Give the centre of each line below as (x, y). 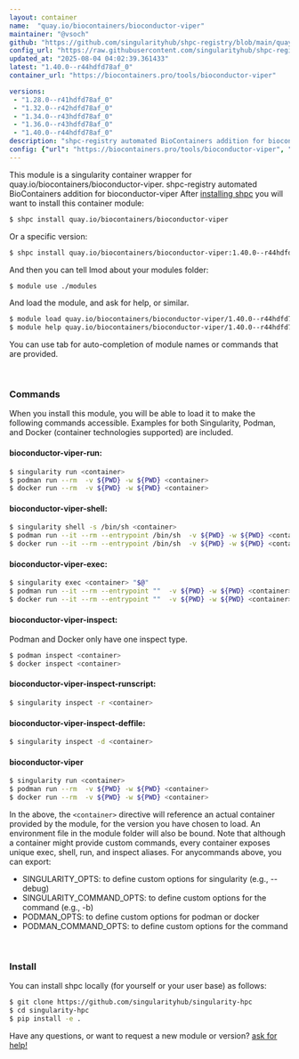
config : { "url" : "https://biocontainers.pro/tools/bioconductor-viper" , (147, 150)
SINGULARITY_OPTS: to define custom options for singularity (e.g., (145, 878)
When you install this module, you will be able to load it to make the (133, 414)
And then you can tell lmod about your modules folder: (109, 270)
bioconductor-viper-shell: (59, 508)
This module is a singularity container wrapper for (101, 174)
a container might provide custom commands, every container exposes (140, 843)
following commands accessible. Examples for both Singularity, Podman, (142, 423)
